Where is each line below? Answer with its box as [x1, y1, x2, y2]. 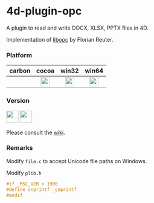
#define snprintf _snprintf [6, 186, 77, 193]
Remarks [6, 144, 33, 152]
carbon [9, 66, 31, 75]
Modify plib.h [6, 169, 42, 176]
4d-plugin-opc [6, 4, 82, 18]
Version [6, 97, 30, 105]
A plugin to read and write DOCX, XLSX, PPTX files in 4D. [6, 24, 149, 31]
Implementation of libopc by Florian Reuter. [6, 36, 114, 43]
